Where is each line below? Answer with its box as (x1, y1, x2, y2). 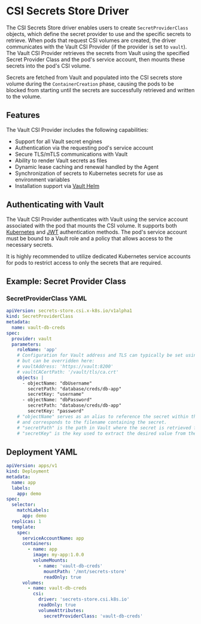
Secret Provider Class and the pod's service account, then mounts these (6, 56, 185, 63)
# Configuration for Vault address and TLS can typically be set (17, 352, 184, 359)
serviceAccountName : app (22, 535, 84, 541)
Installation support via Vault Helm (14, 182, 100, 189)
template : (11, 524, 36, 530)
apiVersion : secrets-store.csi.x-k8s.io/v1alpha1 (6, 308, 133, 314)
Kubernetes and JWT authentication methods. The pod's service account (6, 228, 187, 235)
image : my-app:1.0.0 (32, 552, 84, 558)
